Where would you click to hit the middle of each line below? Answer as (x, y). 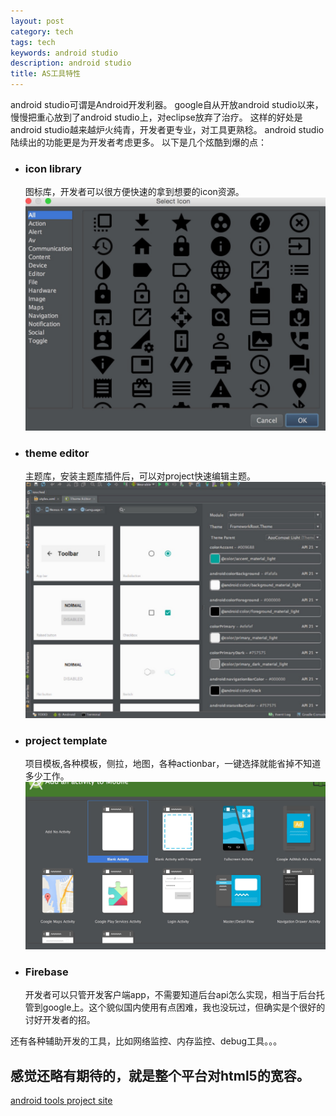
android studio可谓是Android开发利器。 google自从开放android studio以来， (167, 104)
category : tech (42, 31)
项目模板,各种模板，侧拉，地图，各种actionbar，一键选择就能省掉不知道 (173, 764)
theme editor (57, 453)
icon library (53, 168)
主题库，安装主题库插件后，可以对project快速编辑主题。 (140, 476)
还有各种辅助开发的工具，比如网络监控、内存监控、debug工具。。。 (146, 1041)
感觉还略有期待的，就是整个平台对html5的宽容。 (160, 1075)
